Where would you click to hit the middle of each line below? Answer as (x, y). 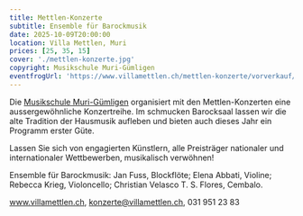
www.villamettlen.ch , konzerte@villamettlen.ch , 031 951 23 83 (125, 202)
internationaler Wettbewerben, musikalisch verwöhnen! (112, 157)
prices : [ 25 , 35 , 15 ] (50, 51)
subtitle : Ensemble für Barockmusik (78, 26)
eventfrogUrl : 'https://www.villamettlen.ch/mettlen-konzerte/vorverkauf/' (155, 76)
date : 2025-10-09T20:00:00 (60, 34)
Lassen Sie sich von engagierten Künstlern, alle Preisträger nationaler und (147, 148)
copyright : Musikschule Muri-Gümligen (82, 68)
